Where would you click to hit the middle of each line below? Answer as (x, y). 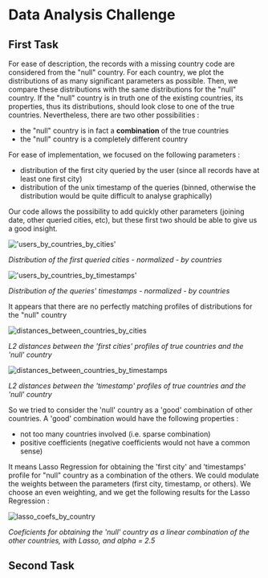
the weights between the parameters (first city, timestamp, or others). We (130, 484)
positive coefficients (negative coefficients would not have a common (135, 443)
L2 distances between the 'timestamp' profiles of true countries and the (127, 386)
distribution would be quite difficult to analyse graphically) (116, 196)
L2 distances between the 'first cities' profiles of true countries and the (126, 346)
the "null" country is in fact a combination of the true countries (124, 131)
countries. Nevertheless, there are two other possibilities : (104, 115)
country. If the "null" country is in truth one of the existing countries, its (126, 98)
